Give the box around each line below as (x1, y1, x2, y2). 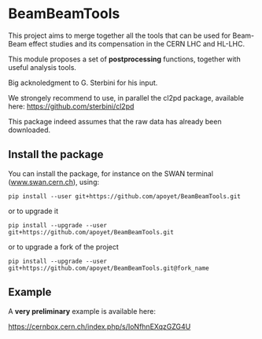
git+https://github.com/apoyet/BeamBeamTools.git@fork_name (8, 264, 210, 272)
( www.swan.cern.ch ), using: (8, 177, 100, 186)
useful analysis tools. (8, 62, 77, 72)
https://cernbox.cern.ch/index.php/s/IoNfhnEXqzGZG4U (8, 322, 191, 331)
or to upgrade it (8, 206, 59, 216)
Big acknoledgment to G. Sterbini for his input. (8, 78, 158, 87)
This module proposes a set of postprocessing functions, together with (8, 54, 242, 64)
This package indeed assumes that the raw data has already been (8, 116, 222, 126)
